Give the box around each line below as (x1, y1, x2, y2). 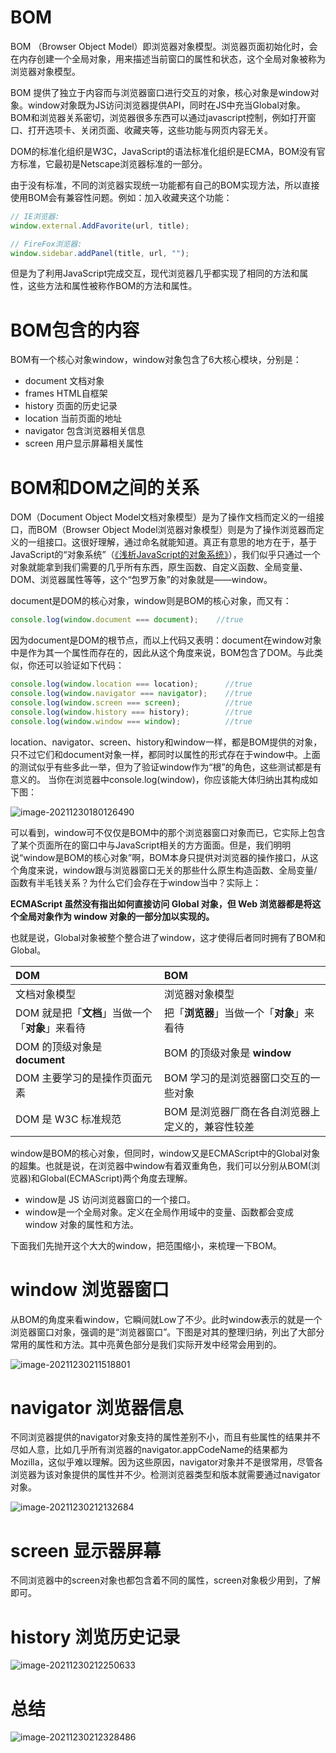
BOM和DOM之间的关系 (10, 476, 200, 499)
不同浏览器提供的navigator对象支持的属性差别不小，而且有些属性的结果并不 (10, 1431, 321, 1443)
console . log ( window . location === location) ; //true (10, 679, 253, 690)
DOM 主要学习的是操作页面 (15, 1071, 143, 1085)
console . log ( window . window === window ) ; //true (10, 716, 253, 726)
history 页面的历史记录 (24, 400, 118, 412)
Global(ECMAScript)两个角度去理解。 (39, 1172, 193, 1184)
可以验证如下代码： (44, 659, 125, 671)
